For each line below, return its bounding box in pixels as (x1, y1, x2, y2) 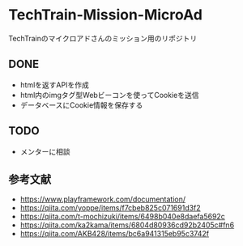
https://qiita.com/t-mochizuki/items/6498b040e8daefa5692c (19, 212, 225, 222)
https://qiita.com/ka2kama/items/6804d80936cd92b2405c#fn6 (19, 220, 235, 230)
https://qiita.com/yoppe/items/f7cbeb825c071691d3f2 (19, 203, 201, 213)
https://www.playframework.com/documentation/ (19, 194, 186, 204)
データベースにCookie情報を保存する (19, 100, 143, 110)
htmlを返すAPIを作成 (19, 79, 89, 90)
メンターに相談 (19, 146, 70, 156)
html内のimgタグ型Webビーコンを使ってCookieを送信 (19, 90, 199, 100)
